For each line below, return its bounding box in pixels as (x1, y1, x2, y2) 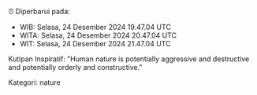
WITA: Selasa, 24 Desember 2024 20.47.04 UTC (19, 31, 177, 40)
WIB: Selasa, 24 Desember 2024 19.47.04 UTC (19, 23, 172, 31)
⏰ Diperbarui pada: (8, 7, 71, 16)
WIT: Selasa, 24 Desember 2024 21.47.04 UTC (19, 39, 171, 48)
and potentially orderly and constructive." (8, 63, 143, 71)
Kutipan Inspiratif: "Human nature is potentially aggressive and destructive (8, 54, 250, 64)
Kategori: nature (8, 78, 61, 87)
